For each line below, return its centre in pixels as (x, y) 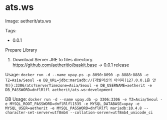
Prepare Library (21, 50)
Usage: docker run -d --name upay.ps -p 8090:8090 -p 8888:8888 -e (77, 74)
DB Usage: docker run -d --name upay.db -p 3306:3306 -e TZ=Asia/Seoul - (84, 99)
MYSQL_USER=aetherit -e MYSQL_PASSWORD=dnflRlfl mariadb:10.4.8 (73, 108)
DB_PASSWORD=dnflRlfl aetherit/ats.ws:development (59, 90)
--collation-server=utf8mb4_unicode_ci (111, 113)
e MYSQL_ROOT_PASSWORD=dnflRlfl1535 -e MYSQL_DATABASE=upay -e (72, 104)
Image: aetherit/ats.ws (28, 21)
